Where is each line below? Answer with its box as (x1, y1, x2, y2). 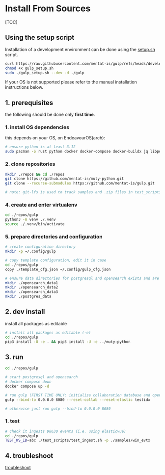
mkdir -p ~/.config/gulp (5, 249, 56, 254)
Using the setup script (5, 33, 75, 42)
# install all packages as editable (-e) (5, 330, 91, 335)
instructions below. (5, 84, 43, 90)
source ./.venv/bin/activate (5, 222, 65, 227)
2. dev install (5, 308, 45, 316)
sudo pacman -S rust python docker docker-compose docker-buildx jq (5, 149, 148, 154)
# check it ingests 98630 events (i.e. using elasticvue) (5, 429, 126, 434)
